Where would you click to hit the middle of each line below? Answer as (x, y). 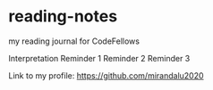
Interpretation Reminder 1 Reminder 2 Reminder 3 (99, 58)
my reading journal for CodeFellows (74, 41)
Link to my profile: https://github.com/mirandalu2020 (106, 75)
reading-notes (63, 16)
